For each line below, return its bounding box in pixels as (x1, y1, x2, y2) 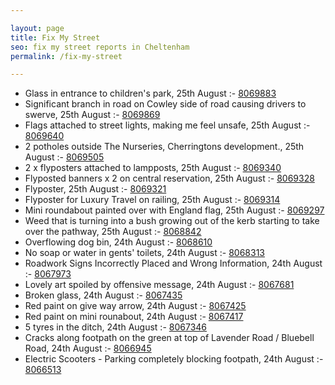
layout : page (10, 23, 65, 33)
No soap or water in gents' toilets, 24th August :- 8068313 (24, 247, 265, 259)
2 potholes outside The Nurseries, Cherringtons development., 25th (24, 141, 305, 153)
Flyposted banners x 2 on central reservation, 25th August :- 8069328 (24, 172, 315, 185)
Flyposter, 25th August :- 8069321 (24, 183, 167, 195)
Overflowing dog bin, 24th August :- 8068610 (24, 236, 213, 248)
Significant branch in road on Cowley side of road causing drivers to (24, 98, 307, 110)
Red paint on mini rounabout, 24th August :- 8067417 (24, 311, 244, 323)
